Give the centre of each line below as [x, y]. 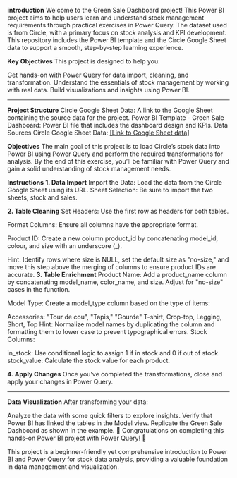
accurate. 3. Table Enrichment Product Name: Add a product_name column [117, 275]
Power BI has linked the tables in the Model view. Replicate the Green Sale [115, 423]
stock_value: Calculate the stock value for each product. [89, 360]
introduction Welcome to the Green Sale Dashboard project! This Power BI [116, 10]
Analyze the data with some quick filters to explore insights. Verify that [110, 416]
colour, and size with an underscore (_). [65, 246]
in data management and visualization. [63, 467]
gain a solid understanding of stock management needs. [89, 169]
